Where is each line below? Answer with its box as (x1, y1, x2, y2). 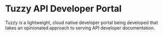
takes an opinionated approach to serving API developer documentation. (5, 24, 155, 30)
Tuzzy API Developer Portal (5, 3, 122, 14)
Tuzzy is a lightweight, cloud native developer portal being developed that (5, 19, 158, 25)
